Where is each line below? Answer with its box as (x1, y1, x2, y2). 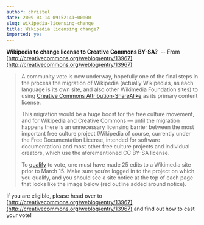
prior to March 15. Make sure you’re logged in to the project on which (21, 168, 195, 175)
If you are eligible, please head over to (6, 192, 102, 199)
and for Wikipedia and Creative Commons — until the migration (21, 117, 180, 125)
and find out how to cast (133, 205, 195, 213)
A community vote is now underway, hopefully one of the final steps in (21, 73, 199, 80)
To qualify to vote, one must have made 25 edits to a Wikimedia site (21, 161, 191, 168)
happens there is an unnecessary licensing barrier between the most (21, 123, 194, 131)
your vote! (6, 212, 32, 219)
